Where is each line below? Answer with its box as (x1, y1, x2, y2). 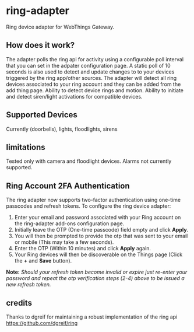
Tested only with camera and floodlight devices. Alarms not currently (6, 158, 172, 165)
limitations (6, 142, 45, 152)
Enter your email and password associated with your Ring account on (14, 214, 181, 221)
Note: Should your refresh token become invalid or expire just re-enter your (6, 268, 188, 275)
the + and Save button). (14, 257, 72, 264)
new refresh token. (6, 281, 51, 288)
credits (6, 298, 33, 307)
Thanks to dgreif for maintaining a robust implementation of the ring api (6, 313, 178, 320)
